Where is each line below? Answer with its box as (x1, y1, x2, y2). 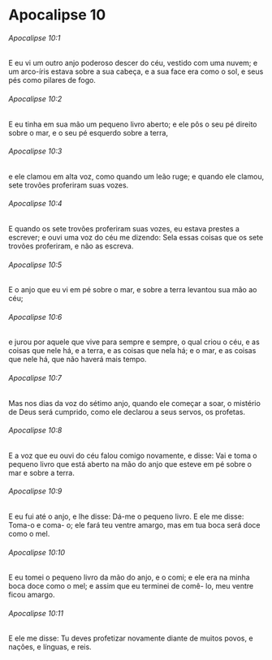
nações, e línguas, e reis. (8, 642, 92, 652)
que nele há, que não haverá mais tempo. (8, 355, 147, 365)
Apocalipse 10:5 (8, 260, 63, 270)
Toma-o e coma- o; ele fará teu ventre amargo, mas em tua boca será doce (8, 520, 261, 530)
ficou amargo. (8, 590, 55, 600)
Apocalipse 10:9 (8, 486, 63, 496)
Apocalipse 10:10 (8, 547, 66, 557)
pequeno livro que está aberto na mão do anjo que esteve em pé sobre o (8, 459, 252, 468)
